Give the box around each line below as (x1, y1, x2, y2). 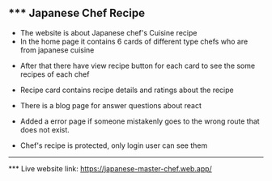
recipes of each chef (19, 69, 90, 79)
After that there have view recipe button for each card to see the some (19, 61, 256, 70)
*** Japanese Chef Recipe (8, 6, 146, 20)
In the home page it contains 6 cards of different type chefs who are (19, 36, 249, 46)
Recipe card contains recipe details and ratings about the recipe (19, 85, 234, 95)
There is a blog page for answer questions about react (19, 100, 202, 110)
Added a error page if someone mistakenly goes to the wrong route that (19, 116, 261, 126)
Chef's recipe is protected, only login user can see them (19, 141, 208, 150)
